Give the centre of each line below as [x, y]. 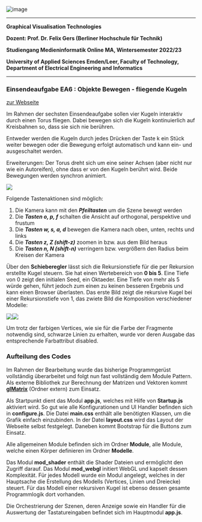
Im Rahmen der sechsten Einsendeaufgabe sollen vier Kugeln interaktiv [94, 114]
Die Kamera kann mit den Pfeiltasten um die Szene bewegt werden [98, 210]
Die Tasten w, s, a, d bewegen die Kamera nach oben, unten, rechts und [104, 229]
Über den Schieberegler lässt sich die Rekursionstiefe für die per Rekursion [100, 267]
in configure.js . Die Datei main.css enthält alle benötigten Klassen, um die [99, 413]
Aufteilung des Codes [38, 356]
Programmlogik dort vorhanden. [46, 494]
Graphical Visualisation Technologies [54, 26]
